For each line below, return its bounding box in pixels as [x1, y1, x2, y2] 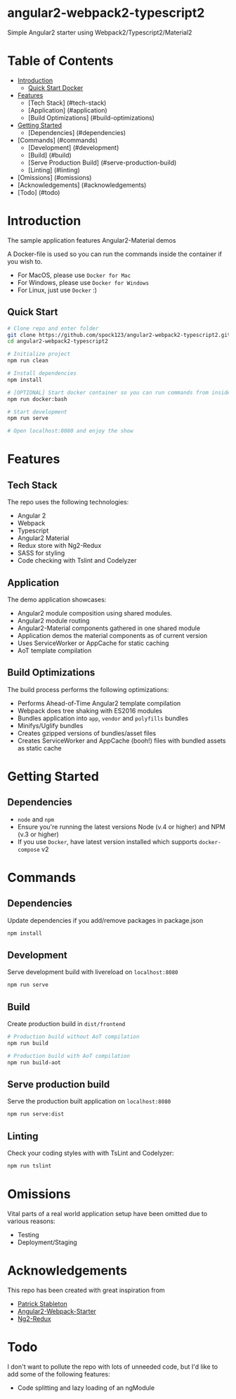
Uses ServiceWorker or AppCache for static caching [17, 639, 169, 647]
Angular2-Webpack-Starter [17, 1307, 97, 1315]
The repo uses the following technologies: [7, 498, 129, 506]
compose [17, 846, 40, 853]
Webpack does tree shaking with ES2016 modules [17, 706, 163, 715]
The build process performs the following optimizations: [7, 685, 169, 694]
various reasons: [7, 1217, 56, 1225]
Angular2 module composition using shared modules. [17, 608, 173, 617]
